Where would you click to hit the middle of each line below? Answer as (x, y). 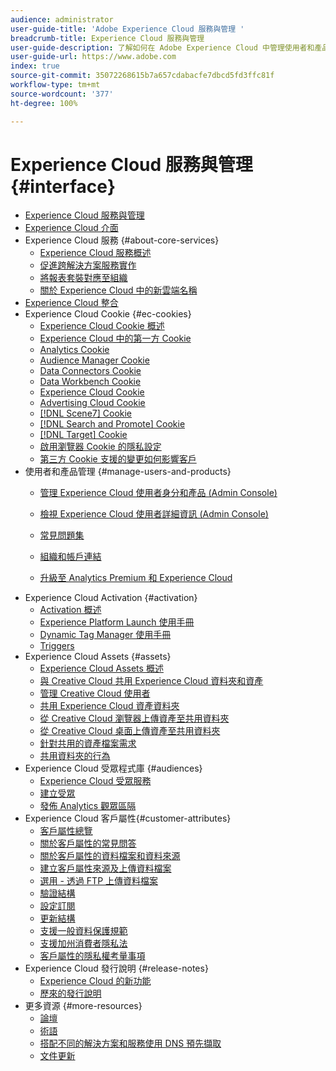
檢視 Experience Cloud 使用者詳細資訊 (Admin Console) (154, 514)
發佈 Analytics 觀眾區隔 (88, 806)
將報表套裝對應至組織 (83, 278)
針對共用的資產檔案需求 (88, 743)
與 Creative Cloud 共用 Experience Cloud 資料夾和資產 (151, 681)
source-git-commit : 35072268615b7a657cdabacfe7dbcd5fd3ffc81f (142, 76)
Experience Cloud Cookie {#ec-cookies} (108, 314)
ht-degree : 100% (44, 103)
